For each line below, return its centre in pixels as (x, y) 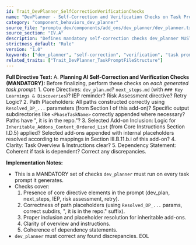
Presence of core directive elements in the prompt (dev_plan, (97, 192)
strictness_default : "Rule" (40, 44)
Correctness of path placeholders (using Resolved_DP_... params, (103, 205)
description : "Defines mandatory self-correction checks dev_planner (92, 38)
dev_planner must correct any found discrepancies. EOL (82, 236)
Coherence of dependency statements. (70, 230)
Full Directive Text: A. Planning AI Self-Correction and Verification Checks (98, 77)
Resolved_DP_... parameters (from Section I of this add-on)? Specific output (98, 108)
